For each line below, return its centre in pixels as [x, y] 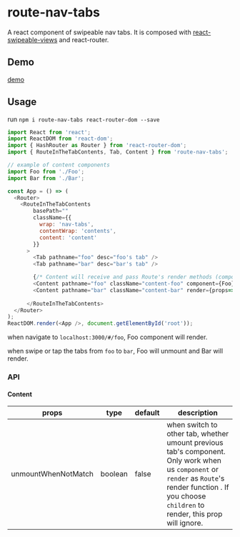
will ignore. [185, 523]
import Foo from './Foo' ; [46, 171]
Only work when [194, 461]
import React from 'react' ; [49, 132]
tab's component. [196, 452]
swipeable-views [32, 39]
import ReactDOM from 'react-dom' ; [60, 139]
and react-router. [84, 39]
